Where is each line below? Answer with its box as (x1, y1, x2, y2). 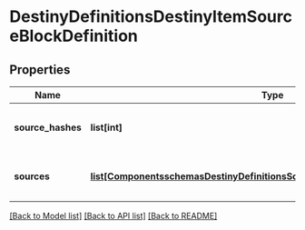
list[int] (90, 121, 123, 134)
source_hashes (14, 121, 82, 134)
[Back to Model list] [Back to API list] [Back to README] (9, 211, 218, 221)
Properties (9, 62, 71, 77)
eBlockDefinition (9, 25, 139, 46)
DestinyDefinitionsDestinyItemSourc (9, 6, 293, 27)
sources (14, 170, 50, 183)
